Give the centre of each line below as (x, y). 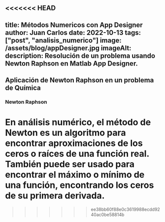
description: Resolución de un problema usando (80, 55)
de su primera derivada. (55, 196)
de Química (23, 88)
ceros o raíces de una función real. (77, 154)
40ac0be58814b (108, 215)
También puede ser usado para (70, 164)
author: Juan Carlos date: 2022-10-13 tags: (73, 32)
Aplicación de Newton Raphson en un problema (80, 80)
